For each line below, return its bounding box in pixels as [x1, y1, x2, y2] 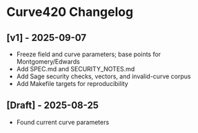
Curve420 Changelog [6, 4, 134, 20]
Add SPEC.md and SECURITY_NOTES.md [16, 65, 135, 73]
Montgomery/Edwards [16, 57, 80, 66]
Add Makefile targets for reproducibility [16, 80, 128, 87]
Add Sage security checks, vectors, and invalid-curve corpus [16, 72, 191, 80]
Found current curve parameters [16, 118, 110, 126]
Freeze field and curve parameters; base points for [16, 50, 161, 58]
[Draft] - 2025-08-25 [6, 100, 99, 112]
